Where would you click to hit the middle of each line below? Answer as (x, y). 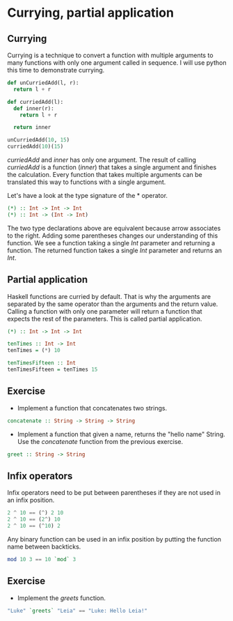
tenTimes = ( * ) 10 (34, 351)
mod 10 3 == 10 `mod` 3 (42, 559)
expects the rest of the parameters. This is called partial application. (105, 319)
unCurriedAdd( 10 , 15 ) (39, 140)
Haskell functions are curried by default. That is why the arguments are (109, 296)
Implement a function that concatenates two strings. (92, 408)
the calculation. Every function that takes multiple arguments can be (105, 175)
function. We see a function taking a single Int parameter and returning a (111, 243)
